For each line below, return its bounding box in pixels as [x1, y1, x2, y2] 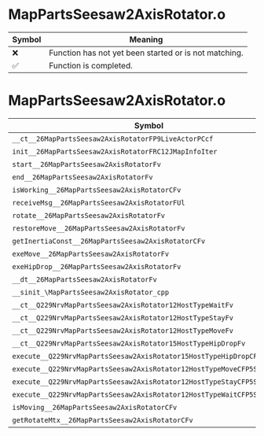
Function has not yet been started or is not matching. [48, 47, 244, 58]
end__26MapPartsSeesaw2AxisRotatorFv [12, 172, 153, 182]
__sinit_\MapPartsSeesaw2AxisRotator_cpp [12, 287, 170, 297]
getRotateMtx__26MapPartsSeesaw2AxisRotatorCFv [12, 416, 194, 424]
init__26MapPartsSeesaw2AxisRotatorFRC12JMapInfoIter [12, 147, 218, 156]
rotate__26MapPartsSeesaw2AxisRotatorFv [12, 211, 165, 220]
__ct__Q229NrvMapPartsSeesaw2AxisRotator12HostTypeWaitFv [12, 301, 234, 309]
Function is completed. [48, 60, 134, 71]
